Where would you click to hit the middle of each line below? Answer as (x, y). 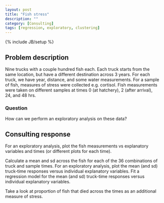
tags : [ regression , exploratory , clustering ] (52, 28)
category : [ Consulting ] (29, 23)
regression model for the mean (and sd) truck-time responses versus (75, 176)
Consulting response (38, 134)
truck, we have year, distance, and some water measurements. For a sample (82, 80)
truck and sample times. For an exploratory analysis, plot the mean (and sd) (82, 166)
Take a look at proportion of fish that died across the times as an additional (81, 191)
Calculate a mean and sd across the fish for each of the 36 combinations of (82, 161)
